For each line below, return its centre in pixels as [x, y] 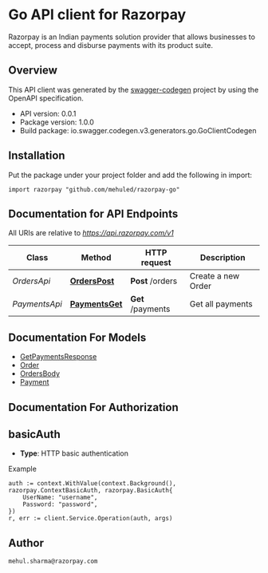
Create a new [215, 276]
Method [96, 258]
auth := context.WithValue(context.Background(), [93, 484]
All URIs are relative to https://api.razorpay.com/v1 [91, 233]
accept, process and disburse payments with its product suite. [111, 45]
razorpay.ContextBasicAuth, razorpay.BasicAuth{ [91, 491]
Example [23, 469]
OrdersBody [39, 373]
